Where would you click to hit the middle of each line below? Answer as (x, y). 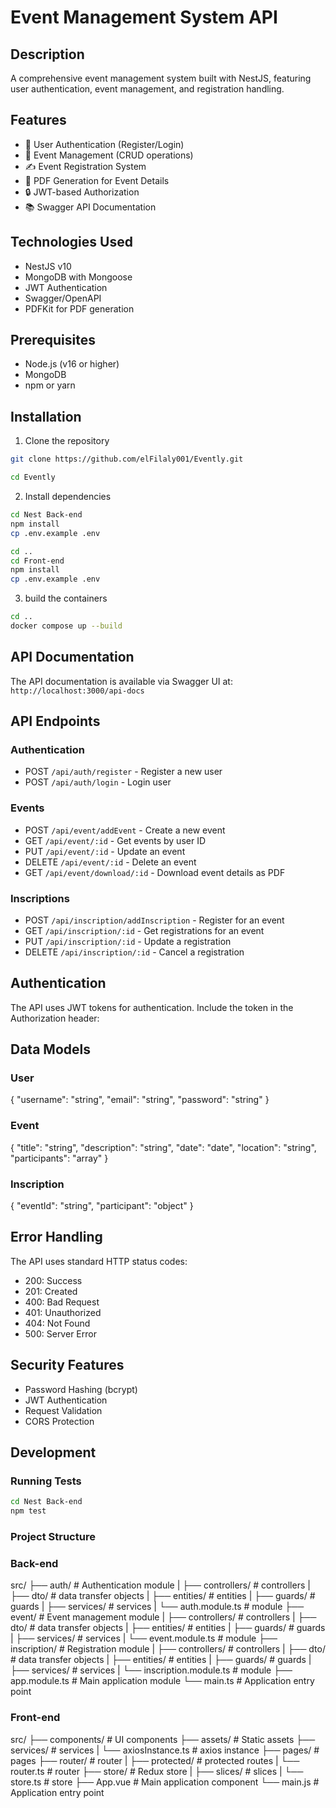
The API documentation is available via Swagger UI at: (121, 681)
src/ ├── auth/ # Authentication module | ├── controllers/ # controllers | (160, 1585)
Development (53, 1452)
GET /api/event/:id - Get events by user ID (115, 840)
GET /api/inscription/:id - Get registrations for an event (144, 930)
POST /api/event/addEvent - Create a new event (125, 830)
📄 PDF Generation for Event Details (97, 180)
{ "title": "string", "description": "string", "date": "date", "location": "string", (163, 1147)
